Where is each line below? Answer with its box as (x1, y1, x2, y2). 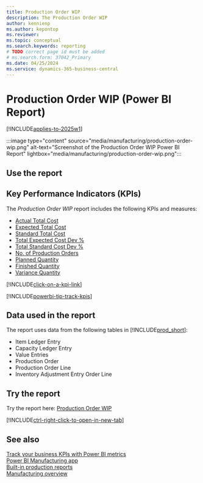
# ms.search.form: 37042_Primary (6, 54, 91, 61)
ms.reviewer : (6, 32, 40, 38)
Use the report (6, 168, 63, 178)
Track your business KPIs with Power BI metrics (6, 450, 126, 457)
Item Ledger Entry (15, 338, 61, 345)
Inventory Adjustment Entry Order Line (15, 371, 112, 378)
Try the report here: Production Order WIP (6, 405, 112, 412)
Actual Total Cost (15, 216, 59, 224)
